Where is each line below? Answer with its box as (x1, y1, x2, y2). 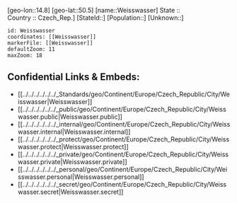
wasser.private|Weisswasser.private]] (17, 157, 127, 166)
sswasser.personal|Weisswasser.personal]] (17, 173, 144, 181)
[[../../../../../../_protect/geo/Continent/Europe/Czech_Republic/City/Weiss (17, 134, 230, 144)
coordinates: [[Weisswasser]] (7, 33, 97, 40)
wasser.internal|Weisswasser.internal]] (17, 127, 131, 136)
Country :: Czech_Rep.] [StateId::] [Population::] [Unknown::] (7, 13, 184, 22)
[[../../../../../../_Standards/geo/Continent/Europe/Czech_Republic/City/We (17, 90, 230, 98)
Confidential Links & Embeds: (7, 71, 140, 83)
